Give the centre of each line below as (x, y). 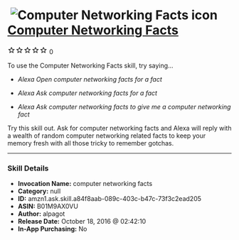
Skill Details (28, 168)
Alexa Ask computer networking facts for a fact (87, 93)
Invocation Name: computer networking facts (85, 184)
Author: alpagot (41, 214)
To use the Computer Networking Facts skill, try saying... (90, 65)
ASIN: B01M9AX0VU (48, 207)
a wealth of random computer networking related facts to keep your (107, 136)
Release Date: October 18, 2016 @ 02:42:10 (82, 222)
